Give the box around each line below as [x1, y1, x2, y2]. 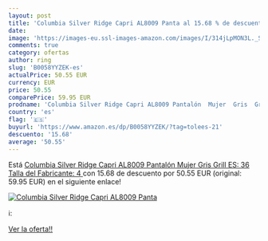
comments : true [8, 41, 59, 49]
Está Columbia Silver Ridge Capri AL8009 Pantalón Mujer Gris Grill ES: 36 [8, 160, 250, 169]
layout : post [8, 11, 52, 20]
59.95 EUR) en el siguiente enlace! [8, 176, 122, 186]
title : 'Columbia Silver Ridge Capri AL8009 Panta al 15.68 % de [8, 19, 230, 27]
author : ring [8, 57, 52, 65]
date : [8, 26, 26, 34]
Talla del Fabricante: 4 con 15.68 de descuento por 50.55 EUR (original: [8, 168, 242, 178]
